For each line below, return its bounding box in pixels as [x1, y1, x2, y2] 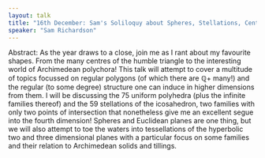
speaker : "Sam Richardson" [8, 26, 97, 34]
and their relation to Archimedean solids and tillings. [8, 141, 177, 151]
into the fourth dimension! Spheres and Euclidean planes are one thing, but [8, 116, 252, 126]
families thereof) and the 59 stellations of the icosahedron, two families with [8, 100, 255, 109]
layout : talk [8, 11, 51, 20]
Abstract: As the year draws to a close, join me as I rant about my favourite [8, 48, 251, 58]
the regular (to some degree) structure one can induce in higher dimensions [8, 82, 255, 92]
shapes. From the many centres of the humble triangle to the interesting [8, 56, 241, 66]
